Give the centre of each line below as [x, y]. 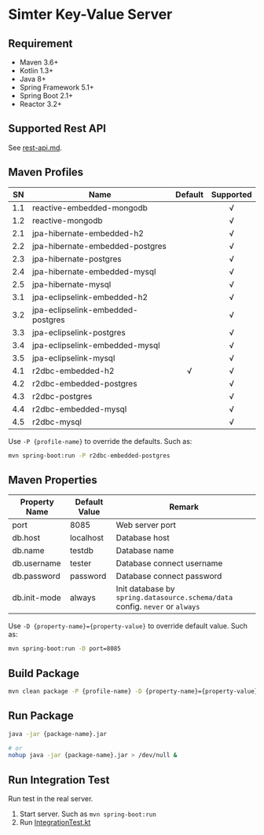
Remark [183, 507]
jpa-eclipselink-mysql [74, 357]
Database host [143, 538]
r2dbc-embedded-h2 [73, 371]
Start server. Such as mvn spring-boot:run [88, 814]
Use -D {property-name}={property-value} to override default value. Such [128, 626]
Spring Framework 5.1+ [57, 87]
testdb [82, 551]
